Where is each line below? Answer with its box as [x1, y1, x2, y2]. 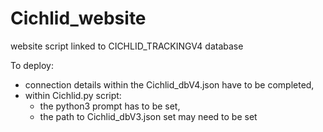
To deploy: [10, 59, 54, 71]
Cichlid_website [10, 7, 147, 30]
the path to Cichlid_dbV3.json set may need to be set [39, 110, 258, 122]
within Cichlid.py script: [24, 89, 122, 101]
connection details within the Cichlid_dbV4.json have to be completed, [24, 78, 315, 91]
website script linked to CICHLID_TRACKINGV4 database [10, 40, 244, 52]
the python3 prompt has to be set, [39, 100, 181, 112]
